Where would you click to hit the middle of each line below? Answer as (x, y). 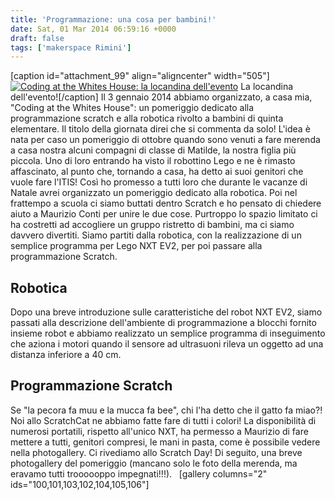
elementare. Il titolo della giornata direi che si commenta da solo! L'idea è (160, 129)
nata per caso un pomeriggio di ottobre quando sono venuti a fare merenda (165, 140)
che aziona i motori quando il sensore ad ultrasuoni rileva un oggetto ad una (167, 344)
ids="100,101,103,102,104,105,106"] (80, 484)
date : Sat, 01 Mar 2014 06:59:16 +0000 (93, 29)
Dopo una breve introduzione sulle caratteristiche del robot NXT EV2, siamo (166, 312)
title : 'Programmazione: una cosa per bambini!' (113, 19)
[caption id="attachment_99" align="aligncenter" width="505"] (140, 76)
